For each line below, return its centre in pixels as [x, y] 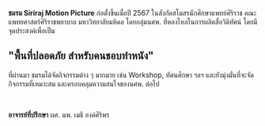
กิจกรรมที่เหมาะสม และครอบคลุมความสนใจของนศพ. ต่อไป [84, 83]
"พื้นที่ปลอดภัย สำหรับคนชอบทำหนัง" [81, 56]
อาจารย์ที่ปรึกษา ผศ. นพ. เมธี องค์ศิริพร [59, 114]
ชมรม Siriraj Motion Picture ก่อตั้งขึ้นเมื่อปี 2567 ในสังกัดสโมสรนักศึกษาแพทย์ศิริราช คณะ [132, 13]
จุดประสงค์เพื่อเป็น [32, 31]
